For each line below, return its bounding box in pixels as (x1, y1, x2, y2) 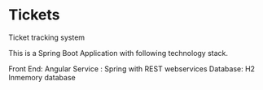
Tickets (8, 6, 60, 24)
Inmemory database (8, 72, 76, 82)
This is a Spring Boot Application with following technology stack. (8, 48, 229, 58)
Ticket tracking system (8, 32, 85, 42)
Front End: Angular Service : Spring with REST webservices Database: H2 (8, 63, 255, 74)
